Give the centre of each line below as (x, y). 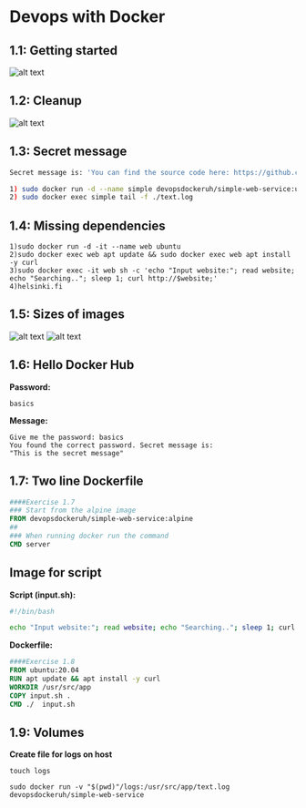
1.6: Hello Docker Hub (72, 365)
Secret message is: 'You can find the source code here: (120, 172)
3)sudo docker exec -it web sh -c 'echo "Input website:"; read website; (153, 271)
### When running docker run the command (89, 536)
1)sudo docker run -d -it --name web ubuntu (95, 247)
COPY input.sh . (40, 695)
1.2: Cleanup (46, 101)
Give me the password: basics (67, 437)
